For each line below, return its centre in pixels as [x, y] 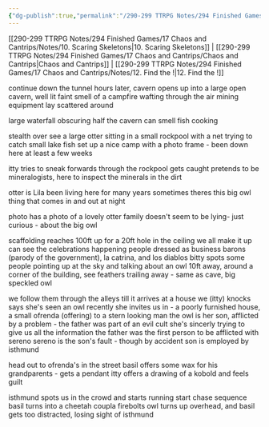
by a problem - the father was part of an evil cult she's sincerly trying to [127, 324]
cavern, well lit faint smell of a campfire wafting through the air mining [123, 96]
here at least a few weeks [50, 153]
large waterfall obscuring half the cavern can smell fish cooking [113, 120]
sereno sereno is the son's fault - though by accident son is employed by [129, 341]
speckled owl [30, 283]
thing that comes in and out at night [67, 201]
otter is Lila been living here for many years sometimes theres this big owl [130, 192]
